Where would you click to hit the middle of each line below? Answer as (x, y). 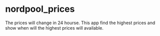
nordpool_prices (40, 9)
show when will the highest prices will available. (54, 28)
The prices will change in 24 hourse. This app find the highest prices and (80, 23)
